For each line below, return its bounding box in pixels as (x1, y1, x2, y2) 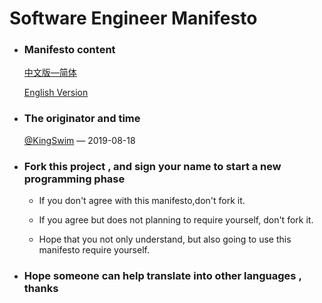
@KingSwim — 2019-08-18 (23, 134, 136, 146)
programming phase (23, 172, 126, 186)
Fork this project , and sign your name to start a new (23, 159, 282, 173)
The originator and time (23, 112, 141, 126)
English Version (23, 87, 89, 99)
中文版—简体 (23, 67, 77, 79)
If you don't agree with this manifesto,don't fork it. (38, 195, 246, 207)
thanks (23, 282, 59, 295)
